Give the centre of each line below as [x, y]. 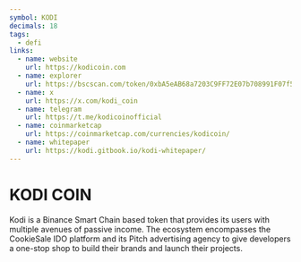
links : [21, 51]
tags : [19, 34]
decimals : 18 [34, 26]
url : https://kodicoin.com [76, 68]
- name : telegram [50, 109]
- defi [30, 42]
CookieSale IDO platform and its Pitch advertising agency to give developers [150, 239]
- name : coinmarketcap [60, 126]
